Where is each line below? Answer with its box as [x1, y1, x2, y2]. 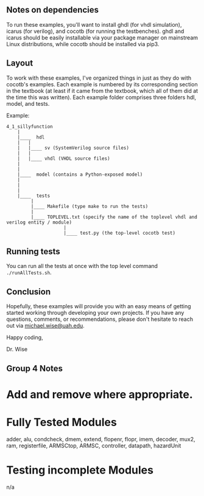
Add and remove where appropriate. [6, 387, 193, 401]
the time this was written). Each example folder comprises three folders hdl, [6, 94, 197, 101]
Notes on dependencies [6, 5, 99, 15]
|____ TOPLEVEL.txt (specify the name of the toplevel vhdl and [30, 214, 198, 220]
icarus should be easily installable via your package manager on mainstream [6, 33, 199, 41]
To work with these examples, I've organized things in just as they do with [6, 74, 192, 81]
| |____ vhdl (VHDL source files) [17, 155, 111, 162]
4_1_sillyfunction [6, 123, 53, 129]
